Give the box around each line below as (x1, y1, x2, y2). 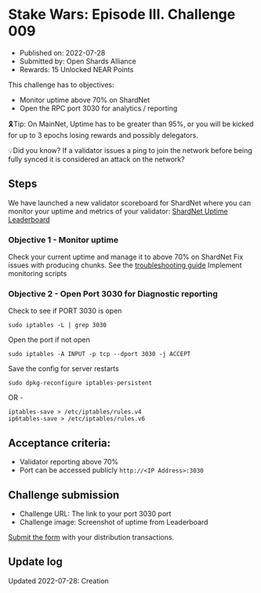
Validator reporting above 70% (19, 457, 119, 467)
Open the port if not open (8, 335, 90, 344)
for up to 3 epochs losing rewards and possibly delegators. (8, 130, 198, 140)
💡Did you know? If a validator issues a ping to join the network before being (8, 145, 252, 155)
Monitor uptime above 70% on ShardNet (19, 95, 150, 104)
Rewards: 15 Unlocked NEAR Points (19, 64, 134, 74)
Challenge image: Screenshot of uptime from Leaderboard (19, 517, 208, 526)
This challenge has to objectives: (8, 80, 114, 89)
